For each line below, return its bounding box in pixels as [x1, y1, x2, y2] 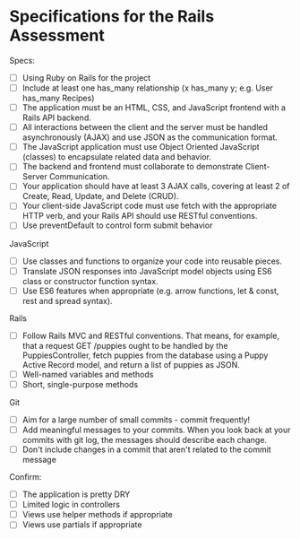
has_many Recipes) [21, 92, 95, 104]
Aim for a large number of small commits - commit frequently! [21, 414, 251, 425]
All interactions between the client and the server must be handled [21, 122, 269, 133]
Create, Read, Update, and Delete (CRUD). [21, 191, 179, 202]
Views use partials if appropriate [21, 519, 142, 530]
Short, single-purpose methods [21, 378, 139, 389]
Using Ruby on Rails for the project [21, 72, 151, 83]
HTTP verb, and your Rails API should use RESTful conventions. [21, 211, 258, 222]
